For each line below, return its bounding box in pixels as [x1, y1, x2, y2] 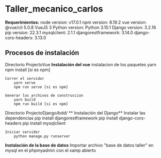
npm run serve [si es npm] [14, 85, 68, 89]
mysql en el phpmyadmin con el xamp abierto [5, 147, 96, 153]
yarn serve [14, 80, 36, 85]
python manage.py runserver [14, 134, 70, 139]
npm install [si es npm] [5, 67, 50, 72]
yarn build [14, 97, 36, 102]
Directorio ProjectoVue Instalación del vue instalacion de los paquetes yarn [5, 61, 157, 67]
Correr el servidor [5, 76, 45, 81]
